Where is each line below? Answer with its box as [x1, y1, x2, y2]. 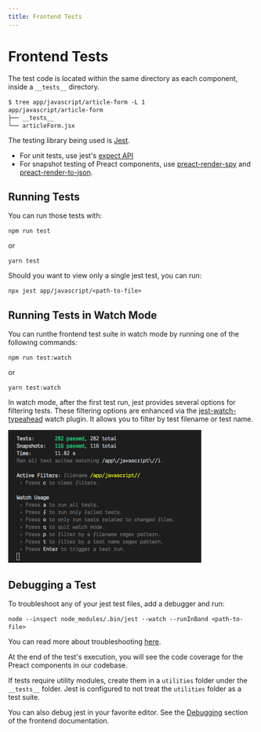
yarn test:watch [8, 384, 61, 392]
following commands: [8, 338, 78, 348]
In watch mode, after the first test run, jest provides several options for [8, 398, 237, 407]
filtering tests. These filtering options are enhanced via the [8, 406, 198, 416]
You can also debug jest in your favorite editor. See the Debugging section [8, 708, 248, 717]
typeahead [8, 414, 43, 424]
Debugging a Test [8, 578, 96, 591]
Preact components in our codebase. [8, 660, 128, 670]
